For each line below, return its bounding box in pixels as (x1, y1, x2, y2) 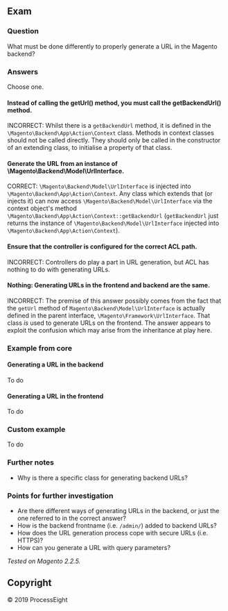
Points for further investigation (7, 491, 114, 501)
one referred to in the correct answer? (17, 514, 127, 523)
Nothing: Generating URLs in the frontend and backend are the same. (7, 281, 210, 290)
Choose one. (7, 83, 44, 91)
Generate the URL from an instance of (7, 159, 118, 167)
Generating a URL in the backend (7, 360, 104, 369)
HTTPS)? (17, 536, 44, 544)
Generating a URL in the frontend (7, 392, 104, 400)
